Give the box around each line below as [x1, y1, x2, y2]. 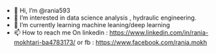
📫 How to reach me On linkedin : [13, 29, 108, 37]
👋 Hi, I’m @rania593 [13, 7, 70, 14]
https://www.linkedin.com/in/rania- [109, 29, 209, 37]
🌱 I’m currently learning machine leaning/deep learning [13, 21, 170, 29]
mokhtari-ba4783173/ [13, 38, 76, 46]
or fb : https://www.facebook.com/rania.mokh [77, 38, 208, 46]
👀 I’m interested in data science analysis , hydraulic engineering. [13, 14, 197, 22]
